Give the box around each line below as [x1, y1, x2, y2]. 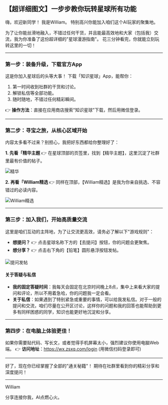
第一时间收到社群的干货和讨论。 [12, 84, 78, 90]
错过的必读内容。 [5, 187, 40, 193]
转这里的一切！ [5, 42, 36, 48]
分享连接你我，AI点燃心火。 [5, 394, 62, 400]
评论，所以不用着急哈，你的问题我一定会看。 [21, 290, 113, 296]
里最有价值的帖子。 [5, 158, 45, 164]
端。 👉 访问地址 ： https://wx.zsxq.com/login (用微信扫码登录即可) [5, 346, 141, 352]
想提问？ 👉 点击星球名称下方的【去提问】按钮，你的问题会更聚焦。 [12, 239, 152, 245]
